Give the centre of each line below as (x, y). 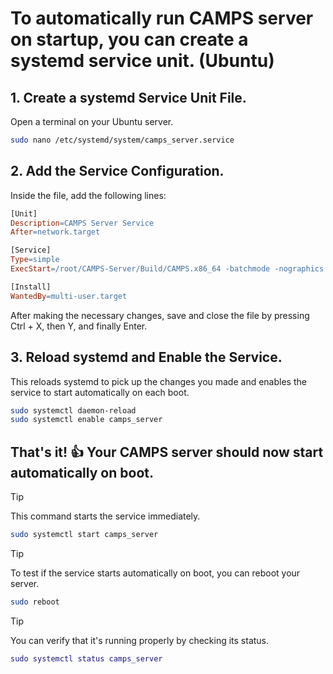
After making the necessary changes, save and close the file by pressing (160, 315)
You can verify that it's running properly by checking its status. (140, 640)
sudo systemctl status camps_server (86, 658)
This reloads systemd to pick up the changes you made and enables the (158, 381)
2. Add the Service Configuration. (117, 171)
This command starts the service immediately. (105, 516)
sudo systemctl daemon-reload (73, 410)
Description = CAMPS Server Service (82, 223)
